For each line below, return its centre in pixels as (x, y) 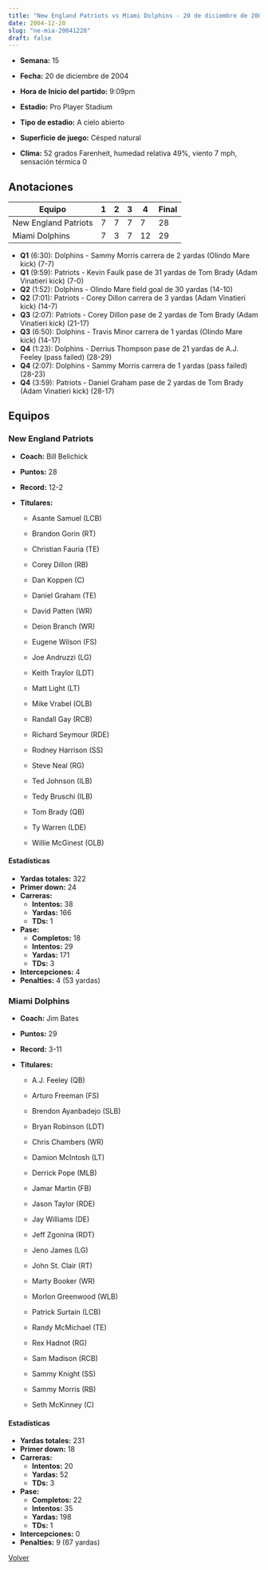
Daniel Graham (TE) (64, 595)
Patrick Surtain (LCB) (66, 1312)
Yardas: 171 (51, 955)
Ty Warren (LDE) (59, 827)
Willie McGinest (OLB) (68, 842)
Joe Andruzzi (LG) (62, 657)
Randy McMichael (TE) (69, 1327)
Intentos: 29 (52, 946)
